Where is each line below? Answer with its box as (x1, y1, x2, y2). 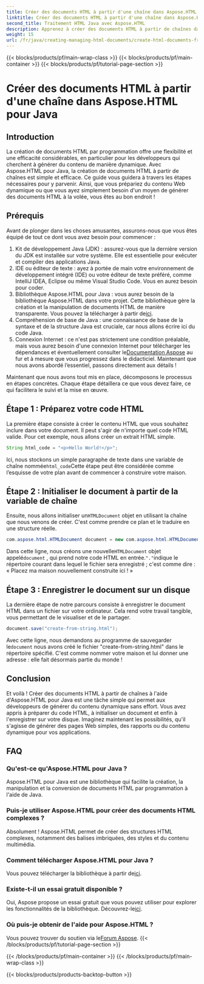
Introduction (6, 131, 55, 142)
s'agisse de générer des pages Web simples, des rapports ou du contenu (6, 722, 190, 729)
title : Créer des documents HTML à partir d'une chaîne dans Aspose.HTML (6, 9, 197, 15)
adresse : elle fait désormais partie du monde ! (6, 655, 123, 663)
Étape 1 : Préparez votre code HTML (6, 404, 144, 414)
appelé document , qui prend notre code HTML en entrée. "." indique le (6, 554, 178, 562)
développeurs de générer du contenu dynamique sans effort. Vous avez (6, 702, 186, 710)
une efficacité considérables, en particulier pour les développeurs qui (6, 155, 180, 161)
